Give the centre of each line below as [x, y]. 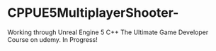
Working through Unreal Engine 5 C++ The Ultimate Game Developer [108, 32]
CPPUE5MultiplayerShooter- [93, 13]
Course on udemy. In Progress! [52, 39]
